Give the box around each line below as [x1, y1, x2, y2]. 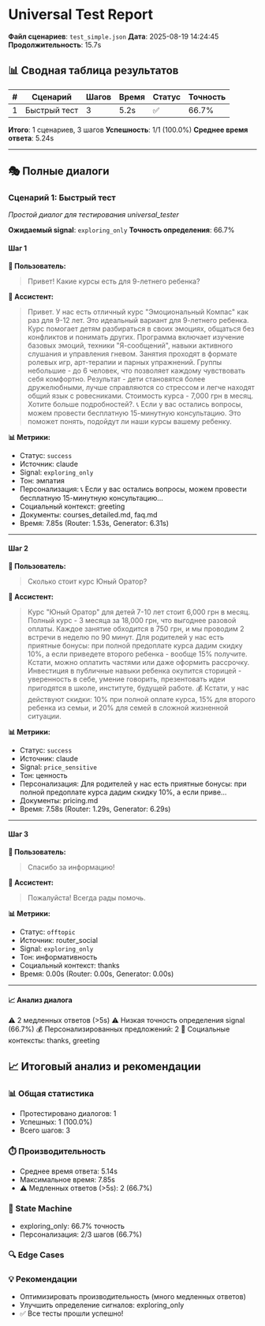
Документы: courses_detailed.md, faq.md [19, 509, 158, 519]
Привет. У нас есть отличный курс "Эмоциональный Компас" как [27, 306, 249, 317]
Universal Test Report [8, 6, 154, 24]
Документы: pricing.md [19, 795, 99, 805]
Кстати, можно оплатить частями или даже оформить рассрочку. [27, 657, 250, 667]
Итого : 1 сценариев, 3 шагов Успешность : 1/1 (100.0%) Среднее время [8, 125, 248, 134]
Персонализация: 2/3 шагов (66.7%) [19, 1230, 143, 1239]
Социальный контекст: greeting [19, 501, 125, 511]
